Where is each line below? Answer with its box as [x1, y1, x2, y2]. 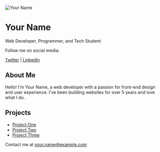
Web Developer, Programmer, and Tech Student [5, 38, 101, 43]
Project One [12, 122, 37, 128]
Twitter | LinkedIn [5, 57, 40, 63]
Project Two [12, 127, 37, 132]
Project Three [12, 132, 40, 138]
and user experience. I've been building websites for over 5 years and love [5, 89, 155, 95]
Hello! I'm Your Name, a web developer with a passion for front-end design [5, 84, 156, 90]
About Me [5, 71, 36, 80]
